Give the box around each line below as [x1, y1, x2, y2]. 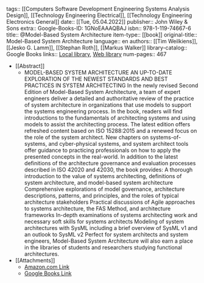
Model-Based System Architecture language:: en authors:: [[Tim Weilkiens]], [6, 38, 198, 45]
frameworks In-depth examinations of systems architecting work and [24, 212, 198, 218]
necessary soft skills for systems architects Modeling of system [24, 218, 185, 225]
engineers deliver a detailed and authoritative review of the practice [24, 95, 194, 102]
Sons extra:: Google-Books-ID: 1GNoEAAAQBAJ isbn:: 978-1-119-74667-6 [6, 24, 192, 32]
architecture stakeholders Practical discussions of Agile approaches [24, 198, 195, 206]
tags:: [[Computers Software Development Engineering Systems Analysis [6, 5, 190, 12]
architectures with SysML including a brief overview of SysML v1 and [24, 224, 198, 231]
